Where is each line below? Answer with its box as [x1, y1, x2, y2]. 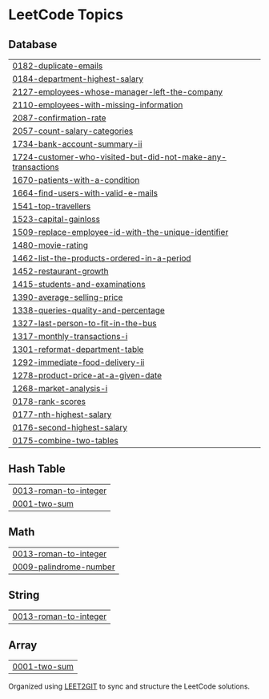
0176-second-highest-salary [12, 422, 128, 433]
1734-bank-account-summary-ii [12, 139, 143, 149]
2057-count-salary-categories [12, 126, 134, 136]
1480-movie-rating [12, 240, 89, 250]
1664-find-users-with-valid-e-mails [12, 188, 159, 198]
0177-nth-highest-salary [12, 409, 112, 420]
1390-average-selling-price [12, 292, 123, 302]
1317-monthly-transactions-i [12, 331, 128, 341]
